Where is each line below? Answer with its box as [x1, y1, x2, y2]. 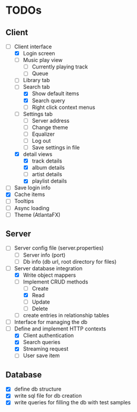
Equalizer [31, 130, 55, 138]
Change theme [31, 123, 69, 131]
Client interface [14, 43, 52, 50]
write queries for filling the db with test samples [14, 399, 131, 406]
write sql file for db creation [14, 392, 82, 399]
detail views [23, 151, 53, 158]
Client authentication [23, 332, 74, 339]
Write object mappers [23, 271, 77, 279]
